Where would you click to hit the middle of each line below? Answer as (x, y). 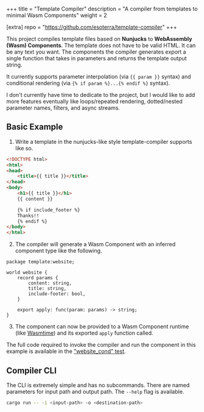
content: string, (50, 283)
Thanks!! (28, 216)
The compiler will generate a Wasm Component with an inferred (95, 244)
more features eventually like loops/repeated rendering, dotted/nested (94, 101)
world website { (27, 273)
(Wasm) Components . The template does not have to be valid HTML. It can (101, 45)
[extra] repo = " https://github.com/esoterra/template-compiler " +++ (92, 27)
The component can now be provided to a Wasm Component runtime (102, 327)
